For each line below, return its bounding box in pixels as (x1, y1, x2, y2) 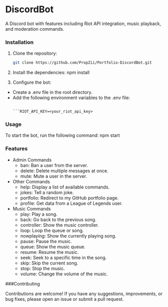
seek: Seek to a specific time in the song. (20, 254, 107, 261)
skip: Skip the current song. (20, 259, 78, 266)
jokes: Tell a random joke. (20, 189, 74, 195)
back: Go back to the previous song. (20, 216, 97, 223)
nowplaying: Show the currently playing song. (20, 232, 117, 239)
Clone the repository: (12, 50, 58, 57)
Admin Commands (12, 157, 52, 163)
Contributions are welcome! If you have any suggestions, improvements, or (5, 290, 163, 297)
